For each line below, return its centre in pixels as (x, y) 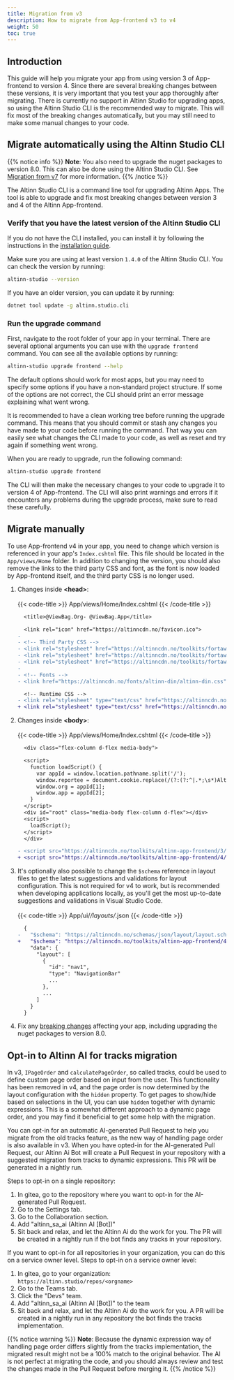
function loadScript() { (66, 767)
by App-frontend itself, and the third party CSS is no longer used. (101, 575)
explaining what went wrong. (49, 402)
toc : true (22, 33)
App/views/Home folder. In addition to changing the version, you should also (114, 560)
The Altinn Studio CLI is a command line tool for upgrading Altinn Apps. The (116, 190)
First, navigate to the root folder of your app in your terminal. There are (109, 339)
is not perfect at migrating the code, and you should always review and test (115, 1361)
